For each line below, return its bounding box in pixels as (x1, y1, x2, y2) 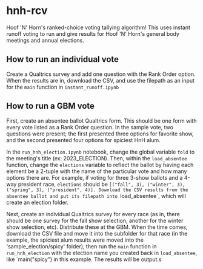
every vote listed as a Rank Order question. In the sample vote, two (6, 123, 174, 131)
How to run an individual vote (6, 54, 119, 64)
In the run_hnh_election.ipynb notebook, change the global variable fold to (6, 148, 195, 155)
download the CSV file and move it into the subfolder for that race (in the (6, 230, 188, 237)
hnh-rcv (6, 4, 48, 18)
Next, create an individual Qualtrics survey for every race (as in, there (6, 210, 180, 217)
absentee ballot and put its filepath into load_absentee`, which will (6, 192, 186, 199)
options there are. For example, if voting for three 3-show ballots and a (6, 174, 183, 181)
